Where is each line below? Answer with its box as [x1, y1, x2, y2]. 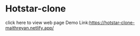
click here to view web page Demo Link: [5, 19, 89, 25]
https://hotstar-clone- [89, 19, 135, 25]
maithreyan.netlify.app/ [5, 24, 54, 30]
